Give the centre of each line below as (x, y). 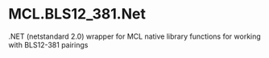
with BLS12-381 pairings (48, 44)
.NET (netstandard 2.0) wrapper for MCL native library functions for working (135, 36)
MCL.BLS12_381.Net (77, 14)
